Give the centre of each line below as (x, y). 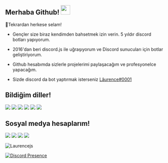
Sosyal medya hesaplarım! (48, 124)
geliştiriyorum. (27, 54)
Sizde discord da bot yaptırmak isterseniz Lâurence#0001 (72, 79)
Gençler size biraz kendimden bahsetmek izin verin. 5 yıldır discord (82, 34)
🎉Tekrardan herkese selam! (33, 24)
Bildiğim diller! (28, 95)
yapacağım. (25, 69)
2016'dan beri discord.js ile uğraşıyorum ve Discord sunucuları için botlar (88, 49)
